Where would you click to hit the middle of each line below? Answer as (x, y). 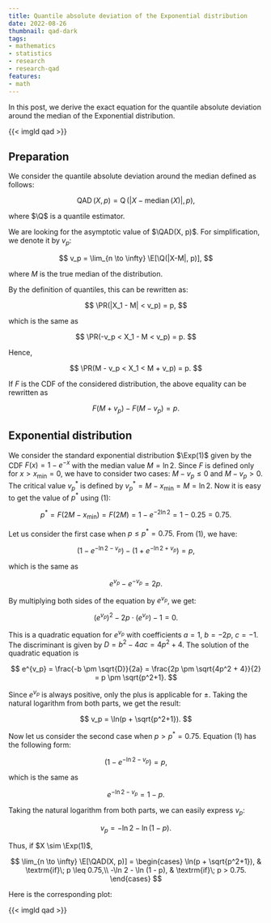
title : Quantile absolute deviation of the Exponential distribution (128, 16)
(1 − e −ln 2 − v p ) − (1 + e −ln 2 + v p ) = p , (136, 550)
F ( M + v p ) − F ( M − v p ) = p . (136, 409)
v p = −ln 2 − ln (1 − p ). (136, 829)
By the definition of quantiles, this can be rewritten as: (98, 290)
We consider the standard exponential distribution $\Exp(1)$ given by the (130, 455)
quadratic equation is (44, 653)
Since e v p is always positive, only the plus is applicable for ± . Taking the (128, 694)
